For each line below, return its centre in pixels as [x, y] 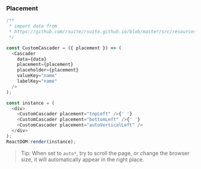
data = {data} [32, 59]
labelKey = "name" [37, 82]
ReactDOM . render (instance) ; [41, 142]
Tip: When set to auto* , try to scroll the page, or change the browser [105, 153]
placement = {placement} [45, 65]
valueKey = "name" [37, 76]
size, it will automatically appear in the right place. [83, 159]
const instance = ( [31, 103]
